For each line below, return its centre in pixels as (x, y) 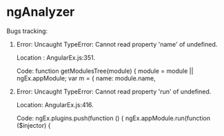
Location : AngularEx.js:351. (56, 57)
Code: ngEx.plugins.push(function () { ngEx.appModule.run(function (113, 118)
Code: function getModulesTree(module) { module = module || (105, 71)
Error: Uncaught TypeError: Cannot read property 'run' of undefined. (114, 91)
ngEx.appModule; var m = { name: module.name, (86, 78)
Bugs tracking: (27, 31)
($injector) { (33, 125)
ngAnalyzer (41, 12)
